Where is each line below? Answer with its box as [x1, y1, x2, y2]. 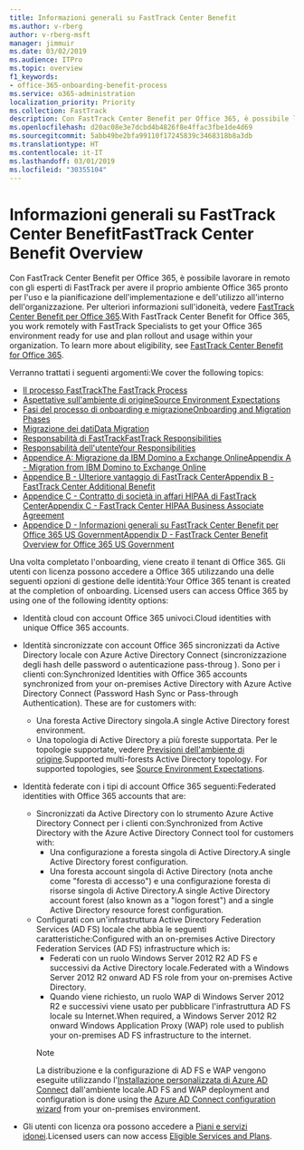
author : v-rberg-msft [9, 30, 91, 39]
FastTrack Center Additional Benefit [22, 482, 156, 492]
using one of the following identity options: [9, 595, 169, 606]
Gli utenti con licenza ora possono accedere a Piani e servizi [22, 1121, 248, 1132]
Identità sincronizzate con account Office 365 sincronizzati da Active [22, 640, 280, 651]
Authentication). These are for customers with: [22, 697, 197, 708]
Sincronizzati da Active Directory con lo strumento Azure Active [35, 808, 274, 819]
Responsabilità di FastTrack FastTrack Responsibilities [22, 433, 222, 444]
